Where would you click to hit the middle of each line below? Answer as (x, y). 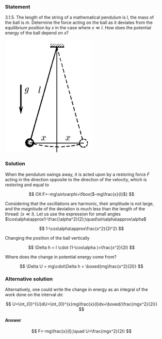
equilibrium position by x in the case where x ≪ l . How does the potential (78, 28)
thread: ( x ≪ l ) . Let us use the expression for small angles (63, 214)
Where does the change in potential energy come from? (61, 257)
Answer (13, 320)
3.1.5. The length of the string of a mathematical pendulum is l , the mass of (80, 18)
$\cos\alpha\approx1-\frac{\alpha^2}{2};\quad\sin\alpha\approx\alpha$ (76, 219)
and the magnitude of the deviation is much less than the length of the (75, 208)
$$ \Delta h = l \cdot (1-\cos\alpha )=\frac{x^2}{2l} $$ (81, 247)
